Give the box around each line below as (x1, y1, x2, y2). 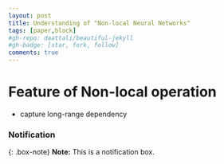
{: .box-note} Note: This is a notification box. (8, 147, 155, 157)
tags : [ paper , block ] (8, 26, 77, 34)
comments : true (8, 49, 59, 57)
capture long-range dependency (19, 109, 128, 119)
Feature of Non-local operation (8, 83, 217, 101)
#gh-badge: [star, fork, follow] (8, 41, 120, 49)
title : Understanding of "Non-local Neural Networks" (8, 19, 191, 27)
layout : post (8, 11, 52, 20)
